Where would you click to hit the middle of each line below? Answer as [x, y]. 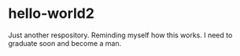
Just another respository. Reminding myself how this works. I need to [120, 35]
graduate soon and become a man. [65, 43]
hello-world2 [51, 14]
